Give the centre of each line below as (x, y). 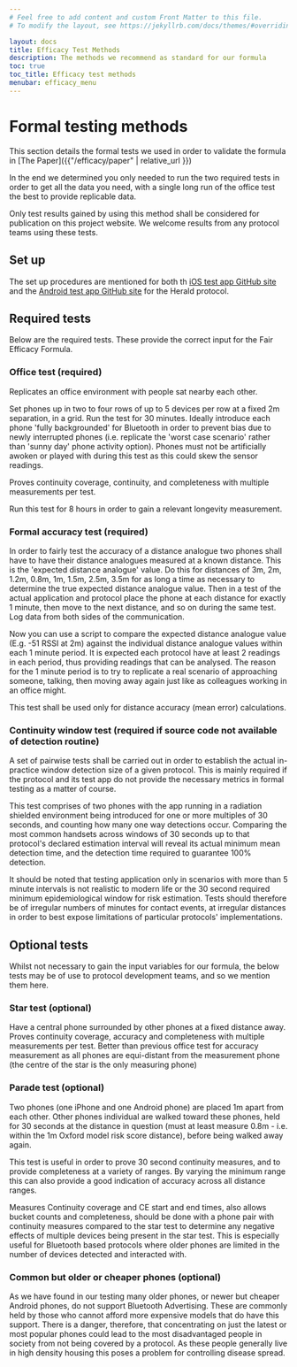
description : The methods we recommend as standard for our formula (138, 58)
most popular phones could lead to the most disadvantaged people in (136, 1333)
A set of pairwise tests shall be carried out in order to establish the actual (142, 761)
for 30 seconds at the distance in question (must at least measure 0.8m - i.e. (148, 1125)
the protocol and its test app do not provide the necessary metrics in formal (147, 779)
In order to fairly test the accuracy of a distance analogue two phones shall (146, 550)
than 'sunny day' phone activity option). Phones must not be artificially (138, 446)
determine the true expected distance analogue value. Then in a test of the (145, 588)
